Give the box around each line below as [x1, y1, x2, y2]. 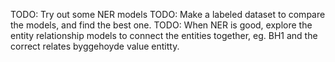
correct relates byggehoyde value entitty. [10, 40, 180, 52]
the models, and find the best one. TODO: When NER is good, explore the [10, 19, 313, 31]
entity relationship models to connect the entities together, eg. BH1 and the [10, 30, 318, 41]
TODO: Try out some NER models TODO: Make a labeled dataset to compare [10, 9, 326, 20]
